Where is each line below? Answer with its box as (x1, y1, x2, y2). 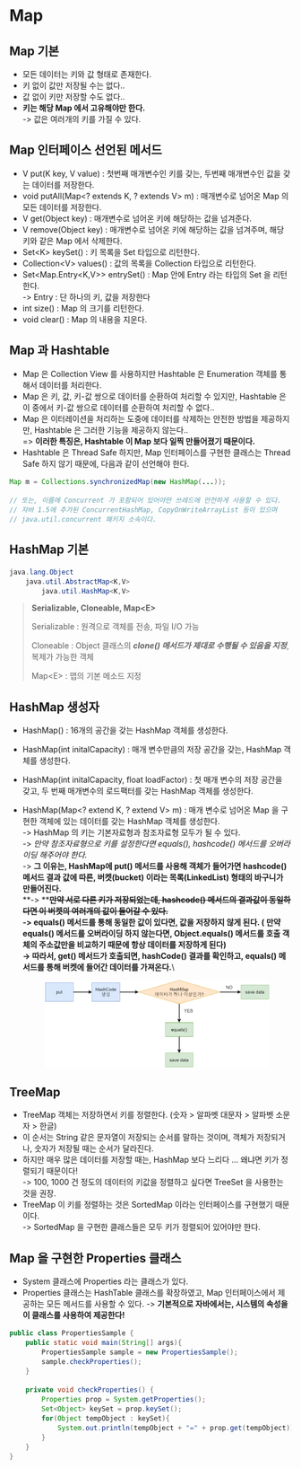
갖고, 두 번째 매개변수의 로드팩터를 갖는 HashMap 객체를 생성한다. (21, 786, 254, 796)
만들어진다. (21, 884, 62, 894)
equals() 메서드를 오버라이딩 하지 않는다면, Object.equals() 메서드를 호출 (21, 928, 280, 939)
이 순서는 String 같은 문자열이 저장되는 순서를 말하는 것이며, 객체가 (21, 1132, 255, 1143)
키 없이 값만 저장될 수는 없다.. (21, 80, 125, 91)
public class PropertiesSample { (9, 1329, 134, 1338)
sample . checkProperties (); (41, 1357, 142, 1366)
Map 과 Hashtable (9, 343, 110, 358)
